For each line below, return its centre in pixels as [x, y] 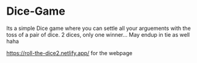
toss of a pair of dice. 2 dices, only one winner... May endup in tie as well [98, 34]
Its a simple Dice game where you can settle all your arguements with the [98, 28]
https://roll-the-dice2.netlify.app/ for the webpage [69, 53]
